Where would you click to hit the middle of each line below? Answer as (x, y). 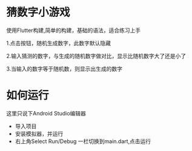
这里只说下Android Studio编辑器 (46, 113)
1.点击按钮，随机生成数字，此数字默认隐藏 (58, 43)
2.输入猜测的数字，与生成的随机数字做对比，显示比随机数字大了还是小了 (96, 56)
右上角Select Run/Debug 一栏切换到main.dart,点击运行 (83, 141)
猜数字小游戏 (38, 12)
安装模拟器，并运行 (39, 133)
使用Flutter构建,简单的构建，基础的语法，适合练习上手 (74, 30)
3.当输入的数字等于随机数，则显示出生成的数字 (65, 69)
